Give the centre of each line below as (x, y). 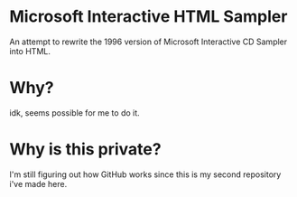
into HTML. (30, 51)
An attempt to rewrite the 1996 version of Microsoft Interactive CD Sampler (148, 42)
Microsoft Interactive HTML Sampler (148, 17)
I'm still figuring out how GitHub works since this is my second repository (145, 174)
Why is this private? (85, 150)
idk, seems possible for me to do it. (74, 113)
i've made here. (38, 183)
